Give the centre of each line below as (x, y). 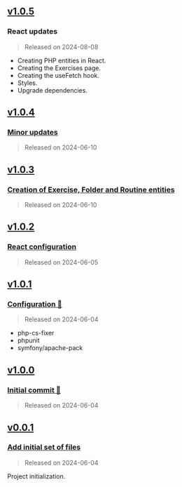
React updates (33, 32)
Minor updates (33, 132)
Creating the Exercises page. (59, 68)
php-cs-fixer (36, 333)
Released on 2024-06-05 (61, 262)
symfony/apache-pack (50, 348)
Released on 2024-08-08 (61, 47)
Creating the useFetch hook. (58, 75)
